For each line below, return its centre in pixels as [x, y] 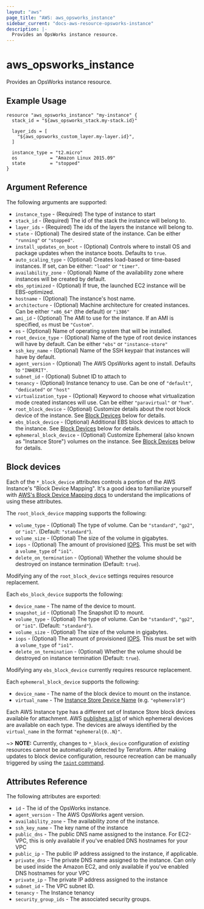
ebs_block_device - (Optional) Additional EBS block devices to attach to [104, 422]
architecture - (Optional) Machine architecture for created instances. [102, 305]
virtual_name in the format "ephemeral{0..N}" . [64, 731]
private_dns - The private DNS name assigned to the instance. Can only [105, 860]
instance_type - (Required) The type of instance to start [85, 214]
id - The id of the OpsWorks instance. [63, 808]
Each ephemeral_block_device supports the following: [73, 682]
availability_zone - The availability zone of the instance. [87, 821]
